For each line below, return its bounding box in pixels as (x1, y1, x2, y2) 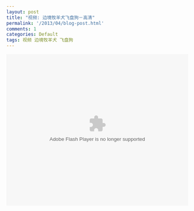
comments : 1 (6, 25, 36, 32)
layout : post (6, 8, 39, 15)
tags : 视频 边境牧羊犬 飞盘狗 (6, 37, 74, 43)
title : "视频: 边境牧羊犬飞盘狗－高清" (6, 15, 95, 21)
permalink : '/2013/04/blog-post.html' (6, 20, 104, 26)
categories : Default (6, 32, 59, 38)
